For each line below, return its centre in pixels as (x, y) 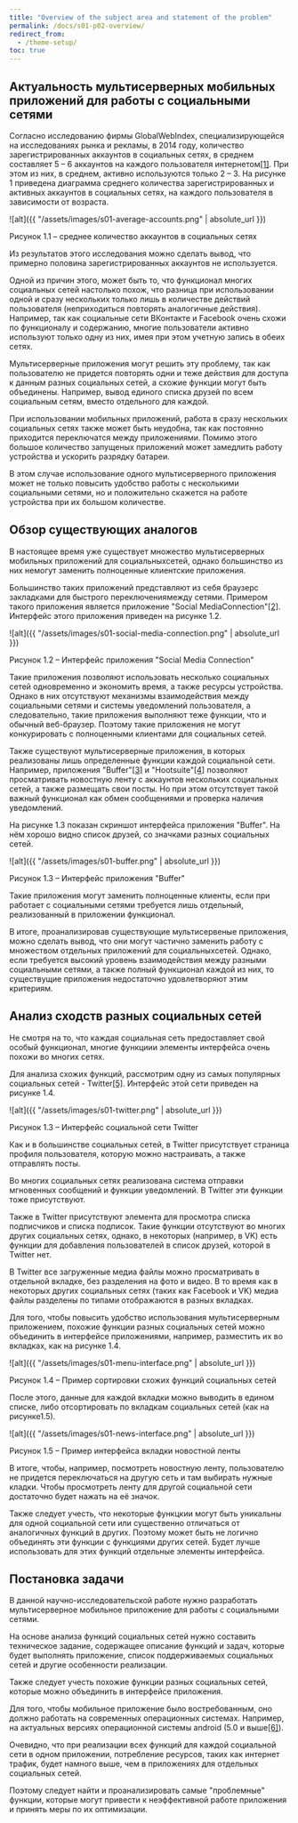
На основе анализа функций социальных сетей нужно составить (133, 1636)
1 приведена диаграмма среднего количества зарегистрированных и (142, 182)
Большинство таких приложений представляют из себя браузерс (134, 587)
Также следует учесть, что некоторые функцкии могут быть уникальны (145, 1514)
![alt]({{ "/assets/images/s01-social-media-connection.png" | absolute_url (145, 633)
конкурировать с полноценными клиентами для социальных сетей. (138, 734)
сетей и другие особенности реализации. (89, 1665)
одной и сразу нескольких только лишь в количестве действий (130, 299)
